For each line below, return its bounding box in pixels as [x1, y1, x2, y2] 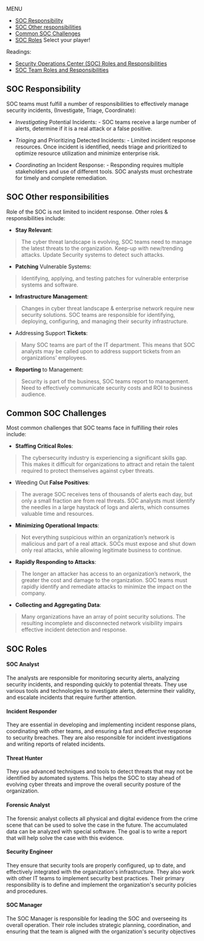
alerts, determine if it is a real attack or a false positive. [15, 125, 153, 132]
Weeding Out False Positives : [15, 479, 90, 486]
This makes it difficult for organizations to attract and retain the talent [21, 460, 195, 468]
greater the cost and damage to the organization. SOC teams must [21, 577, 188, 584]
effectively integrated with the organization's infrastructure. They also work [6, 868, 195, 875]
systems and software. [21, 281, 79, 288]
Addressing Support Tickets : [15, 329, 88, 336]
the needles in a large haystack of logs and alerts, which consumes [21, 504, 190, 511]
